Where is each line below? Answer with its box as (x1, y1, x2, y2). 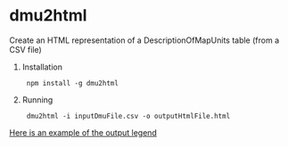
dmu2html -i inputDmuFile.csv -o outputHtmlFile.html (26, 111, 231, 120)
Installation (21, 61, 63, 72)
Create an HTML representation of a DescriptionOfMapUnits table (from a (9, 35, 280, 45)
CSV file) (9, 44, 42, 54)
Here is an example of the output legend (9, 127, 158, 138)
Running (21, 94, 53, 105)
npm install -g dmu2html (26, 78, 119, 87)
